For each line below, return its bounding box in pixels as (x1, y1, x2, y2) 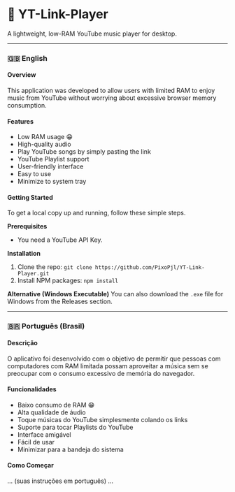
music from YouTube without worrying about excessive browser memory (7, 94, 217, 102)
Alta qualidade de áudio (17, 408, 86, 417)
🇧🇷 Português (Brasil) (7, 321, 85, 331)
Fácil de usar (17, 437, 55, 446)
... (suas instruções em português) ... (7, 477, 114, 485)
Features (7, 117, 34, 125)
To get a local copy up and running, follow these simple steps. (7, 209, 186, 217)
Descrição (7, 338, 38, 347)
